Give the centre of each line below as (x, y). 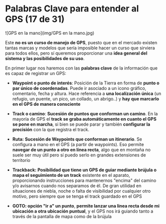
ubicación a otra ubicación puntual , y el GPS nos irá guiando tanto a (83, 211)
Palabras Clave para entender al (72, 9)
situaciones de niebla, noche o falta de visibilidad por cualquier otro (82, 191)
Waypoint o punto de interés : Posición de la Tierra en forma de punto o (86, 83)
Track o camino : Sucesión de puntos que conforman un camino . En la (85, 113)
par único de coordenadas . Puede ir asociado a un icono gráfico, (79, 88)
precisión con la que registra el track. (51, 129)
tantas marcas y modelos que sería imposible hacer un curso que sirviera (80, 48)
